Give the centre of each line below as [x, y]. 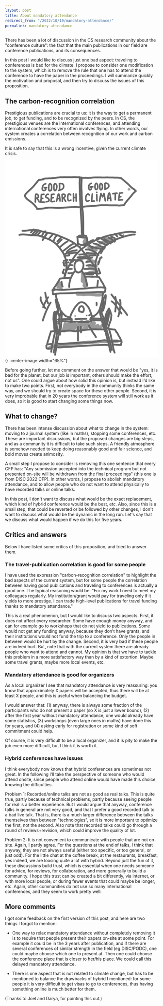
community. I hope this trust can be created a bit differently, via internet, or [80, 876]
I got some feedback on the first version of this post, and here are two [75, 918]
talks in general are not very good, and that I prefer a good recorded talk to [80, 810]
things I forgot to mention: [31, 924]
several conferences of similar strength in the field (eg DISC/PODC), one [84, 948]
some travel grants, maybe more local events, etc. [55, 662]
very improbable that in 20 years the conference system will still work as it [79, 396]
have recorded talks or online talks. [40, 489]
